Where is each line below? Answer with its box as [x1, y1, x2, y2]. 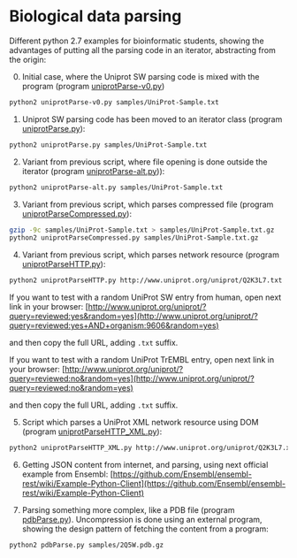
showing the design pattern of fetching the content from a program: [21, 524, 269, 534]
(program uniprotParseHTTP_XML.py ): [21, 426, 163, 437]
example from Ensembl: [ [21, 469, 113, 479]
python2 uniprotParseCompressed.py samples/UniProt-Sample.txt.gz [9, 233, 259, 242]
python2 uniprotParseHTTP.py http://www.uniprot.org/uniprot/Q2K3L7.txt [9, 276, 283, 285]
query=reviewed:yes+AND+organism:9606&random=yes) [9, 320, 219, 331]
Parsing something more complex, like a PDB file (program [21, 505, 235, 516]
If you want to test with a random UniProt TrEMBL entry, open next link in [9, 355, 275, 365]
